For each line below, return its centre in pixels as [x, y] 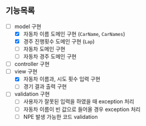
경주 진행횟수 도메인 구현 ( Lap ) [59, 41]
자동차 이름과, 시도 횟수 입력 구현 [62, 79]
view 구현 [26, 71]
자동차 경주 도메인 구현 [50, 56]
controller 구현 [32, 64]
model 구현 [28, 26]
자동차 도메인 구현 [44, 49]
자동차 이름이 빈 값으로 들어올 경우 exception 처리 [82, 109]
